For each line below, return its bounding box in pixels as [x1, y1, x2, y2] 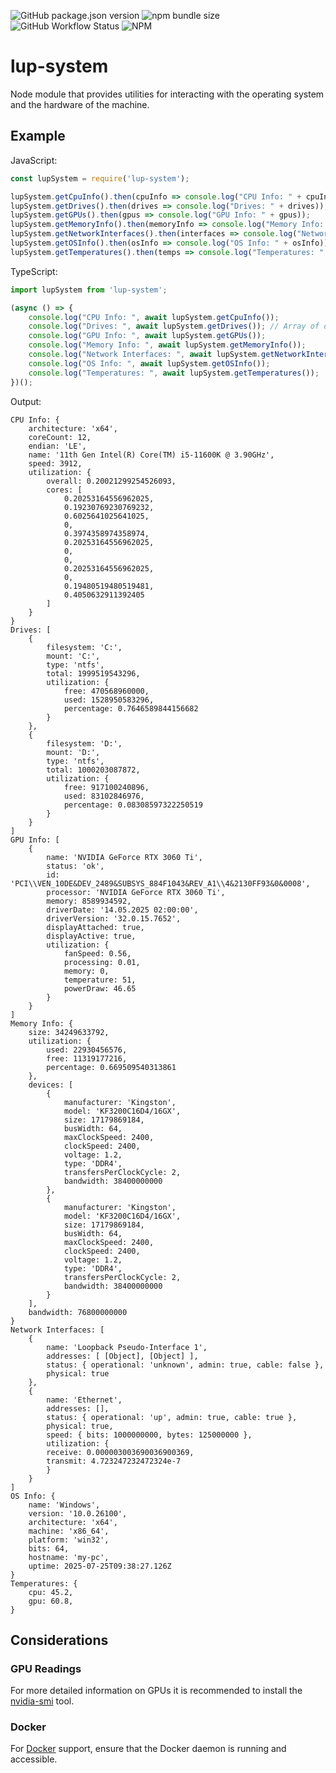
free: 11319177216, [46, 1053, 128, 1064]
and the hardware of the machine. [10, 98, 150, 110]
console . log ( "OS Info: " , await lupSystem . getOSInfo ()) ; [28, 358, 271, 369]
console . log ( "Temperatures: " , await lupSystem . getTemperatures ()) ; [28, 368, 320, 378]
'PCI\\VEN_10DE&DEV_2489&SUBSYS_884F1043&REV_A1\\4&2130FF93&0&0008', [10, 878, 311, 889]
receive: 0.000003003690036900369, [46, 1447, 195, 1457]
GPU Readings [10, 1661, 82, 1675]
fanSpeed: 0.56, [63, 948, 132, 959]
